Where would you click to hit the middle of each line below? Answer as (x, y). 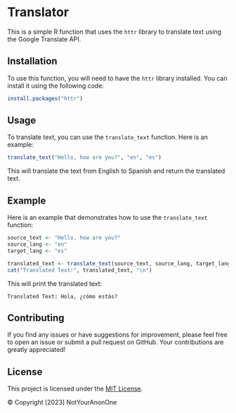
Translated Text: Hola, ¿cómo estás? (63, 296)
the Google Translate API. (44, 39)
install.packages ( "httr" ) (45, 98)
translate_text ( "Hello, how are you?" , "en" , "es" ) (84, 158)
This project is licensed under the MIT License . (75, 389)
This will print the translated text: (55, 283)
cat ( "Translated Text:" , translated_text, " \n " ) (80, 270)
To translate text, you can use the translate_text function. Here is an (108, 137)
